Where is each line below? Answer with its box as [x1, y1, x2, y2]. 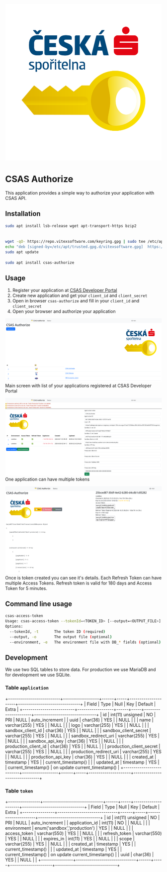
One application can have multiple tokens [5, 476, 90, 482]
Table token [5, 787, 33, 794]
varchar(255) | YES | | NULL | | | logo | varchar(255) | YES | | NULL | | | [5, 722, 149, 728]
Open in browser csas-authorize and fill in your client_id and [12, 297, 140, 303]
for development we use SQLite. [5, 672, 71, 678]
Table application [5, 684, 49, 691]
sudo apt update [5, 250, 39, 255]
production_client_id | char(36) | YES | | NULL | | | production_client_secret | [5, 743, 161, 749]
